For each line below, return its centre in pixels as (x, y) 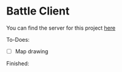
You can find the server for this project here (61, 28)
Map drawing (32, 51)
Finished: (18, 64)
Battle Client (38, 11)
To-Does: (18, 39)
